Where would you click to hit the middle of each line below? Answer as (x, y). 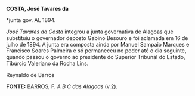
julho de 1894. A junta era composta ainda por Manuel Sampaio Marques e (98, 44)
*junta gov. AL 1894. (31, 20)
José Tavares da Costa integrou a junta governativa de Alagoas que (90, 32)
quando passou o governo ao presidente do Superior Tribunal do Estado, (96, 57)
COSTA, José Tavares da (37, 9)
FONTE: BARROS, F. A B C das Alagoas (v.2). (62, 86)
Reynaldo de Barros (30, 75)
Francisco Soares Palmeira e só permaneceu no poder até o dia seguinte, (96, 51)
